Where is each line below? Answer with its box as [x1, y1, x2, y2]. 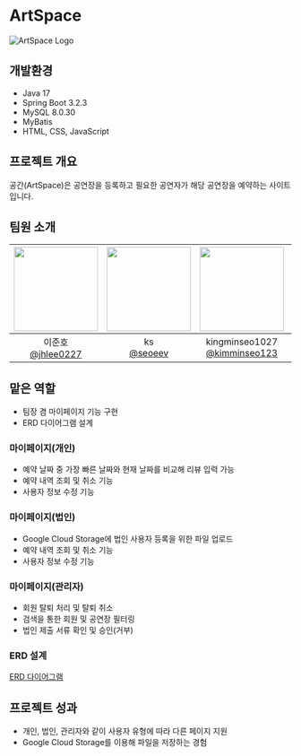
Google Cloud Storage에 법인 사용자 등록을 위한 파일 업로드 [21, 533, 234, 543]
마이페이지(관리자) [9, 580, 84, 593]
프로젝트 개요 [9, 154, 78, 169]
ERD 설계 [9, 649, 47, 662]
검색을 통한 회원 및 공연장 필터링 [21, 613, 135, 624]
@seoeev [128, 347, 169, 360]
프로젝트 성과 [9, 700, 78, 716]
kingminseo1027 [205, 335, 279, 348]
